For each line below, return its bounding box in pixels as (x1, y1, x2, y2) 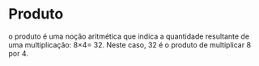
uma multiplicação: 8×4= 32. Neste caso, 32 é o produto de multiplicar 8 (8, 39, 252, 49)
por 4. (8, 48, 28, 58)
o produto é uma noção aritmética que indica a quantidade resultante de (8, 31, 249, 41)
